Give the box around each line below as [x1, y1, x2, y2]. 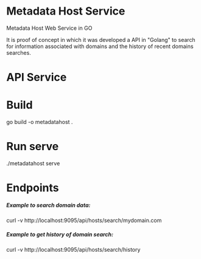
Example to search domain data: [6, 201, 91, 209]
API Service [6, 71, 67, 85]
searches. [6, 49, 32, 56]
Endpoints [6, 181, 59, 195]
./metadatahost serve [6, 160, 60, 167]
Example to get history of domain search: [6, 230, 114, 238]
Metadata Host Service [6, 4, 125, 18]
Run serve [6, 140, 59, 153]
